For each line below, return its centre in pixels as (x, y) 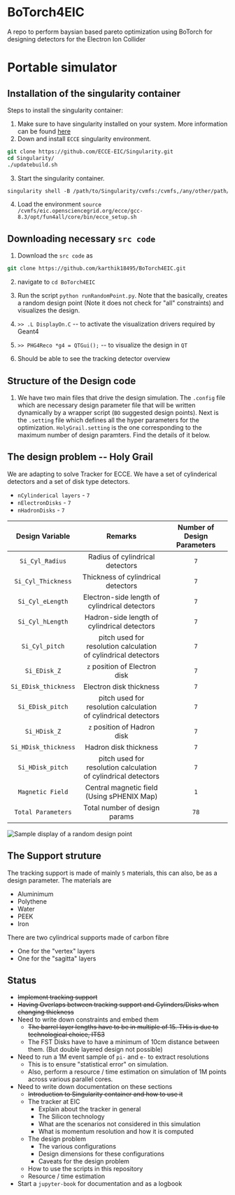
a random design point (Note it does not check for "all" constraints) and (120, 303)
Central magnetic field (121, 787)
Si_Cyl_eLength (43, 601)
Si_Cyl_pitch (43, 646)
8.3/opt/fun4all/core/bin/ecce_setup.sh (77, 217)
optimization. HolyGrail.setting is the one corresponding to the (109, 427)
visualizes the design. (49, 310)
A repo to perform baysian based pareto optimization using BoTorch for (110, 32)
